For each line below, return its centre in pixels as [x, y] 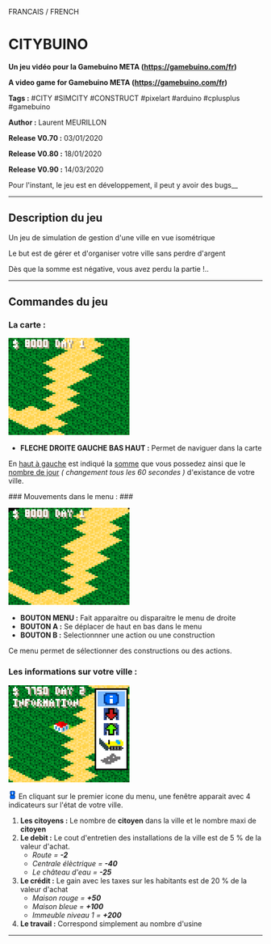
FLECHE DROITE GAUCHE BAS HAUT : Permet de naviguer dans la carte [141, 448]
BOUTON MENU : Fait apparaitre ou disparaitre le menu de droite [128, 618]
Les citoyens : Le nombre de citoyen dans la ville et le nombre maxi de [138, 820]
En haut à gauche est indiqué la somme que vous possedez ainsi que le [127, 464]
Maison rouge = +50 [67, 898]
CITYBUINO [48, 44]
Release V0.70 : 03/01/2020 [56, 138]
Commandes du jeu [58, 302]
